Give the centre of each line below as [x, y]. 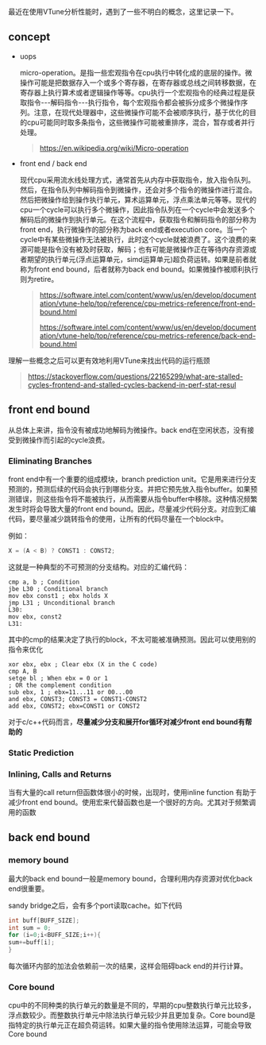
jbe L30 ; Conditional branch [58, 589]
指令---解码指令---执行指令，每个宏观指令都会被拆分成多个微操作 [134, 102]
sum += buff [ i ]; [32, 943]
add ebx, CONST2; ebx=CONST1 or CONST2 [74, 706]
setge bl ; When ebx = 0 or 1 [58, 678]
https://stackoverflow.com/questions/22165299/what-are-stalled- [135, 376]
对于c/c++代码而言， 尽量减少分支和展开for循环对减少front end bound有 [127, 722]
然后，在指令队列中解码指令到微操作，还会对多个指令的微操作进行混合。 [138, 190]
